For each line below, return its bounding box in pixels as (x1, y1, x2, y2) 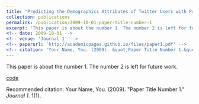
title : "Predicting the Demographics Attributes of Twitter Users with (6, 8, 187, 15)
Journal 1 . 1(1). (6, 92, 41, 99)
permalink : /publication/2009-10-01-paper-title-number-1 (6, 19, 152, 25)
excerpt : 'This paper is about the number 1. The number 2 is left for (6, 25, 187, 31)
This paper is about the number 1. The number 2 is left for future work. (6, 63, 178, 70)
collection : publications (6, 14, 70, 20)
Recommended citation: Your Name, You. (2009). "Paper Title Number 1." (6, 86, 185, 93)
